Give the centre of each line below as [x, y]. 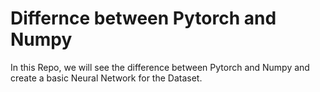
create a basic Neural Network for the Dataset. [106, 78]
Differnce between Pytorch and [143, 18]
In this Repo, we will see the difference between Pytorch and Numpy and [160, 67]
